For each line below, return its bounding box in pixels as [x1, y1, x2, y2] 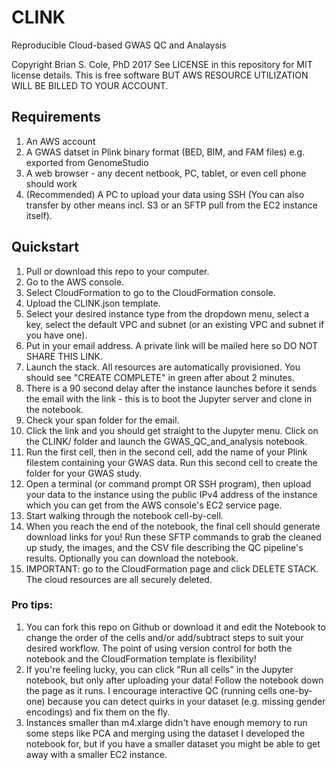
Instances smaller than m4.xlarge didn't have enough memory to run [25, 716, 308, 728]
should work [25, 177, 78, 190]
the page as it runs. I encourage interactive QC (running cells [25, 684, 278, 696]
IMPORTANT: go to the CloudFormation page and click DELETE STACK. [25, 562, 319, 575]
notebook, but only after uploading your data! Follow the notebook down [25, 674, 324, 686]
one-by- [279, 684, 313, 696]
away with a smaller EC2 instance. [25, 748, 168, 760]
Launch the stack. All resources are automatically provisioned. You [25, 361, 301, 373]
